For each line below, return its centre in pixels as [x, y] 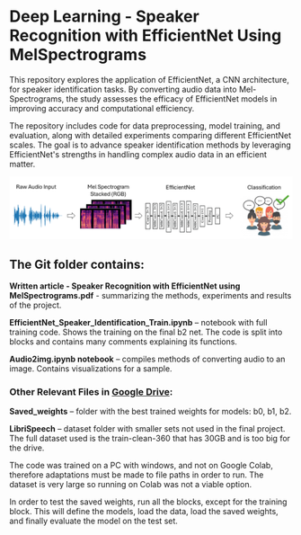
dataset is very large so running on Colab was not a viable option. [131, 485]
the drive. [27, 448]
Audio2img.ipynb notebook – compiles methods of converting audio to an [147, 359]
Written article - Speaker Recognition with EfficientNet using [125, 286]
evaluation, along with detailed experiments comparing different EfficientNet [150, 135]
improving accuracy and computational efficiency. [102, 108]
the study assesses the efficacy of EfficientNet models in [172, 98]
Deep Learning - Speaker [104, 17]
